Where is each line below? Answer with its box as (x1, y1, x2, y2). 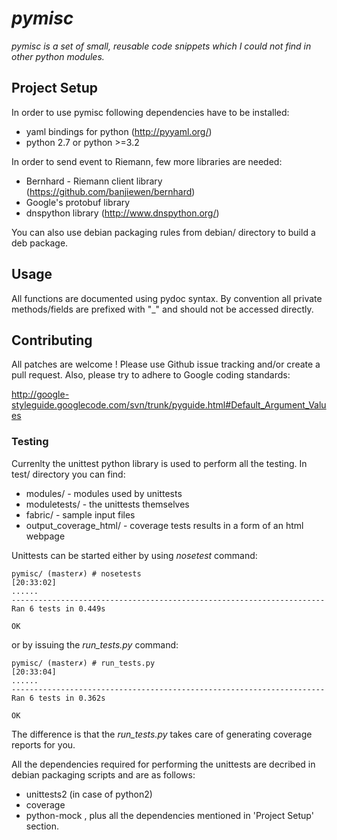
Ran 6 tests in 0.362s (11, 693, 106, 703)
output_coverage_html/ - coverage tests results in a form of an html (25, 519, 304, 531)
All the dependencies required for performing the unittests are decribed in (11, 758, 316, 770)
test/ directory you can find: (11, 468, 126, 480)
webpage (25, 530, 66, 542)
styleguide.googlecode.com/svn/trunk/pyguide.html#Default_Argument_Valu (11, 399, 327, 411)
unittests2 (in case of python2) (25, 788, 153, 800)
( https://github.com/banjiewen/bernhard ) (25, 185, 196, 197)
